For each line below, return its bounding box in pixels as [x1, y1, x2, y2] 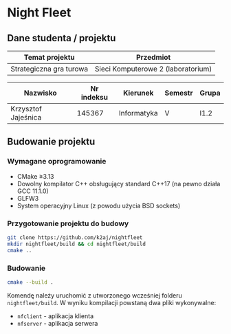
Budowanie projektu [7, 136, 96, 148]
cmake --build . [7, 278, 54, 286]
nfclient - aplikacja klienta [16, 311, 94, 320]
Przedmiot [136, 53, 171, 62]
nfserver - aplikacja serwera [16, 319, 98, 327]
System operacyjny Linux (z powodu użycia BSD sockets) [16, 201, 181, 210]
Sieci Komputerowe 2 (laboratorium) [95, 64, 212, 74]
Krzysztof [10, 104, 43, 113]
